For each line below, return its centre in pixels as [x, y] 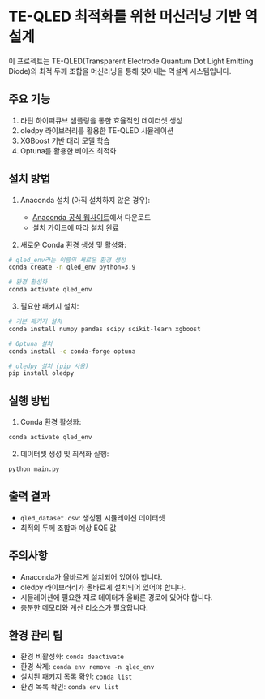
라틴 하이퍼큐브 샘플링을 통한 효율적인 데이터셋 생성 [101, 120]
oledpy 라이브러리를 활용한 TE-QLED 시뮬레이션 [97, 130]
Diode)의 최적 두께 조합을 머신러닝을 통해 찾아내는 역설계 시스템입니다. [120, 71]
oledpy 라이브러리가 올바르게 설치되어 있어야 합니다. [103, 587]
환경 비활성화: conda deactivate [72, 656]
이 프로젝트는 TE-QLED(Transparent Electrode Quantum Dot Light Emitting [131, 61]
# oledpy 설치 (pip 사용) [49, 366]
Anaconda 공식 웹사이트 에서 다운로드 [92, 217]
